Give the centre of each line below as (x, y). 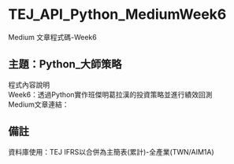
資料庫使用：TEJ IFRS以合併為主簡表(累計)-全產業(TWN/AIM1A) (111, 151)
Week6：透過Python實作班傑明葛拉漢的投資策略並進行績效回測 (110, 94)
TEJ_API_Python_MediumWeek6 (117, 15)
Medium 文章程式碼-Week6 (52, 37)
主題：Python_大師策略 (65, 64)
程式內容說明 (29, 85)
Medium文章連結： (39, 104)
